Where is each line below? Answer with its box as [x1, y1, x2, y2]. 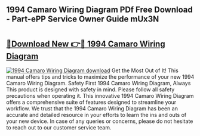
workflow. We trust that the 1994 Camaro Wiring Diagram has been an [6, 105, 178, 112]
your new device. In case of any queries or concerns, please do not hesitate [6, 118, 193, 125]
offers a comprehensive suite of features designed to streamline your [6, 98, 177, 106]
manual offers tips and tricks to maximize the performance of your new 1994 [6, 73, 195, 80]
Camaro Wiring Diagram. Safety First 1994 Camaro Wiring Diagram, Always [6, 80, 191, 86]
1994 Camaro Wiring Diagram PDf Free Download [6, 5, 193, 15]
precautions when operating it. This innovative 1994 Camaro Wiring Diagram [6, 92, 194, 99]
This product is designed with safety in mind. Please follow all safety [6, 86, 175, 93]
